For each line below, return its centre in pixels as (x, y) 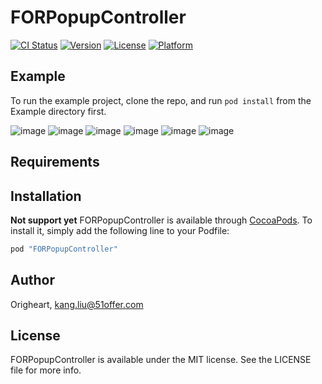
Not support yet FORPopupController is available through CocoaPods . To (161, 220)
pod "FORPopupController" (64, 249)
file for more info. (46, 370)
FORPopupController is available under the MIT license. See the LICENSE (161, 360)
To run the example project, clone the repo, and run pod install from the (161, 100)
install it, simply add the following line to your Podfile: (120, 230)
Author (32, 280)
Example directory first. (58, 111)
